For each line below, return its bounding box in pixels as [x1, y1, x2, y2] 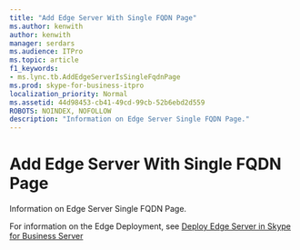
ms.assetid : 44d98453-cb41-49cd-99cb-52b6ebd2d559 [9, 97, 205, 107]
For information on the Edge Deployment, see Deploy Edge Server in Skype [9, 221, 291, 232]
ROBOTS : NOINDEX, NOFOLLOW [9, 106, 112, 115]
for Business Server [9, 231, 84, 242]
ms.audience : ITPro [9, 47, 84, 56]
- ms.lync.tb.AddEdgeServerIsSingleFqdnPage [9, 73, 181, 82]
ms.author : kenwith [9, 22, 84, 31]
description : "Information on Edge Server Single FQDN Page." [9, 115, 250, 124]
